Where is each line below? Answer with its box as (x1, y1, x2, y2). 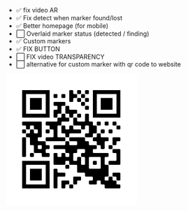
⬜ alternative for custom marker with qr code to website (15, 60, 182, 68)
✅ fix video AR (15, 6, 58, 14)
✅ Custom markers (15, 37, 71, 45)
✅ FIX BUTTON (15, 45, 60, 53)
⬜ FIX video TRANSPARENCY (15, 52, 105, 61)
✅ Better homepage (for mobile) (15, 22, 109, 30)
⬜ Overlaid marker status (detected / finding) (15, 29, 150, 38)
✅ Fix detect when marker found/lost (15, 14, 123, 22)
